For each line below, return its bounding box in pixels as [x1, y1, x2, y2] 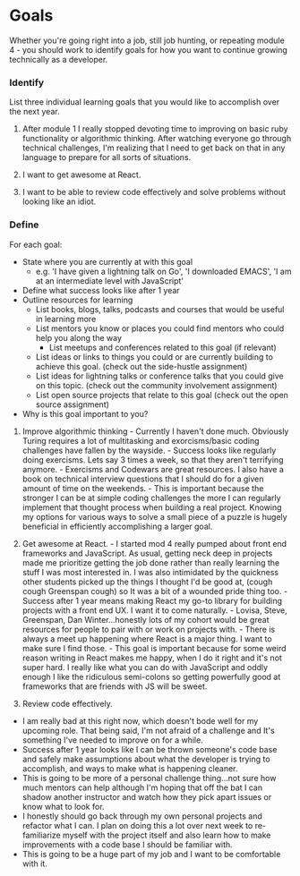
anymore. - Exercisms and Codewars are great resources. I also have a [21, 464, 285, 474]
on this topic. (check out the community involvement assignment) [35, 379, 278, 390]
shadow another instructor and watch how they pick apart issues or [21, 791, 272, 802]
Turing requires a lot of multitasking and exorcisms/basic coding [21, 435, 260, 446]
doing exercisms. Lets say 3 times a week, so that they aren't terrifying [21, 454, 284, 465]
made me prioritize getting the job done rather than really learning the [21, 557, 280, 568]
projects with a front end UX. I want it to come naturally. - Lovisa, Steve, [21, 605, 288, 616]
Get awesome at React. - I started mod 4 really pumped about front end [21, 538, 287, 549]
